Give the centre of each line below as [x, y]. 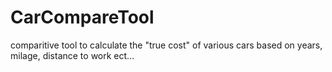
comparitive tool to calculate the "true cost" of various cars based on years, [166, 45]
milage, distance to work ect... [72, 55]
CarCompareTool [82, 17]
